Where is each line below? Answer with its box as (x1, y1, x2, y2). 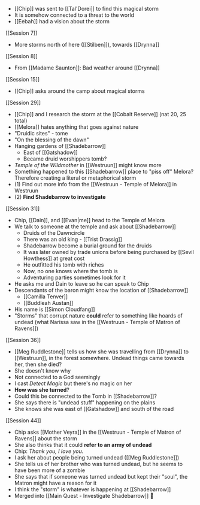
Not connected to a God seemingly (14, 374, 101, 380)
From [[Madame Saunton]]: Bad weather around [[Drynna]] (14, 64, 160, 71)
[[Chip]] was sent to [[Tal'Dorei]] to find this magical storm (14, 5, 159, 12)
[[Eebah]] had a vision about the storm (14, 18, 110, 25)
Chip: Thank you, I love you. (14, 447, 84, 455)
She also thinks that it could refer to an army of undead (14, 442, 152, 448)
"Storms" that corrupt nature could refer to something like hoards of (14, 312, 183, 319)
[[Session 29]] (5, 99, 41, 106)
